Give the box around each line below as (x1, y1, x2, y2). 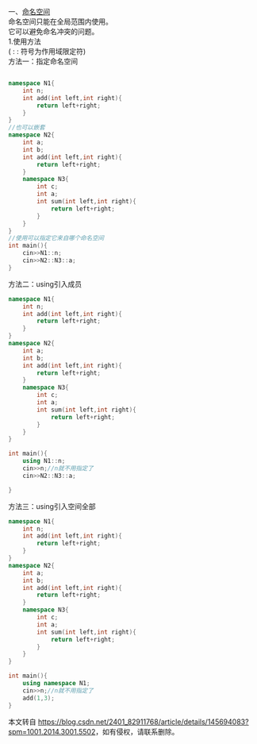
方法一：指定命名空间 (8, 56, 78, 66)
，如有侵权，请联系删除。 (94, 727, 179, 736)
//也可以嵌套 (8, 124, 45, 132)
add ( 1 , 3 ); (22, 694, 56, 702)
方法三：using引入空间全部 (8, 501, 96, 511)
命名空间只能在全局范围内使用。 (8, 17, 113, 26)
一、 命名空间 (8, 7, 50, 16)
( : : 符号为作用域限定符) (8, 47, 86, 56)
